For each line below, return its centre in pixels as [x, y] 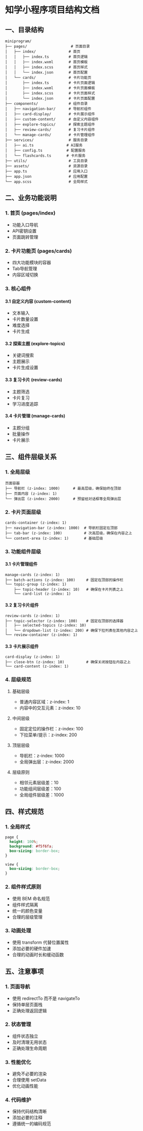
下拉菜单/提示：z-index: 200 [48, 735]
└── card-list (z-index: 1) [42, 594]
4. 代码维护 [18, 1100]
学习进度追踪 [25, 404]
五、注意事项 [24, 972]
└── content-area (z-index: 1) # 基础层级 [54, 538]
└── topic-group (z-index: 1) [36, 584]
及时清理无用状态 [29, 1042]
